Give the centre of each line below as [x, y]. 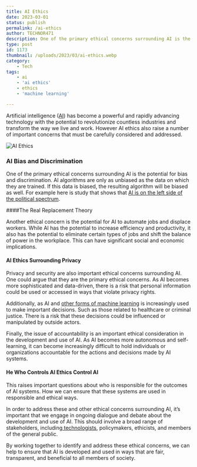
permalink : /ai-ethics [34, 28]
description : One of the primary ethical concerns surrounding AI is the [98, 39]
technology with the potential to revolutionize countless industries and [91, 122]
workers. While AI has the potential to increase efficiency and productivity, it [98, 228]
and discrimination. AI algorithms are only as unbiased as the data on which [98, 180]
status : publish [26, 22]
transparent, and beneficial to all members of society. [71, 458]
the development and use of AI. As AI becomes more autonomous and [91, 340]
